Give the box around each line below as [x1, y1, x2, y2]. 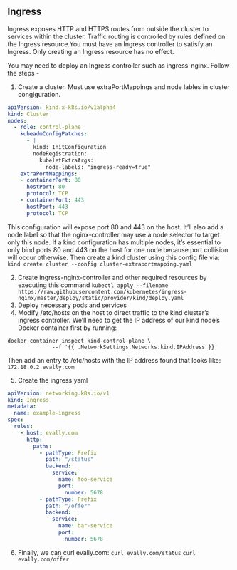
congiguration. [17, 90, 61, 98]
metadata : [7, 403, 37, 410]
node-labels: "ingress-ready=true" [45, 163, 152, 170]
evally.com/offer [17, 556, 70, 563]
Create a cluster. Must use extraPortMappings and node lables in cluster [17, 82, 230, 91]
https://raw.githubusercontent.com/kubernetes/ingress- [17, 288, 187, 295]
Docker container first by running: [17, 323, 117, 332]
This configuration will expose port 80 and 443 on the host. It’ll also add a [7, 222, 224, 231]
